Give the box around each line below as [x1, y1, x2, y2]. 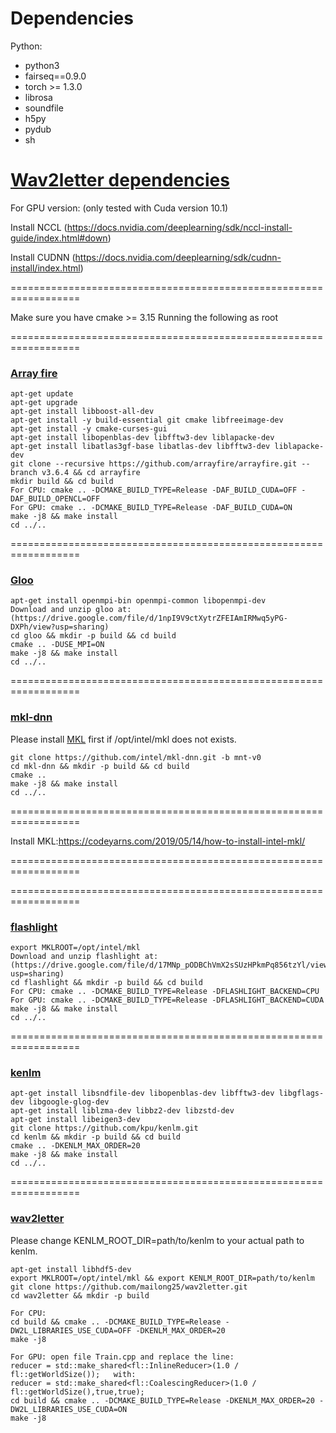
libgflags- [278, 1088, 325, 1099]
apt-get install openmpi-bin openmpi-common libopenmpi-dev [10, 596, 267, 606]
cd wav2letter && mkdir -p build [10, 1290, 150, 1301]
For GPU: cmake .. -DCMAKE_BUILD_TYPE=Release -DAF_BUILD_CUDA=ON [10, 503, 293, 513]
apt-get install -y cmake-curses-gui [10, 424, 168, 434]
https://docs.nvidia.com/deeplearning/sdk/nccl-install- [66, 221, 293, 233]
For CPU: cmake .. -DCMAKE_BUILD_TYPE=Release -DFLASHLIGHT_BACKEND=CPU [10, 987, 320, 997]
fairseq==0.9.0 [24, 70, 87, 82]
